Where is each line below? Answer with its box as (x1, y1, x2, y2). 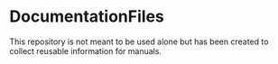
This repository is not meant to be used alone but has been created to (9, 36, 269, 47)
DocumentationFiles (9, 6, 165, 27)
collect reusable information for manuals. (9, 45, 162, 56)
